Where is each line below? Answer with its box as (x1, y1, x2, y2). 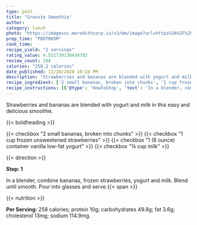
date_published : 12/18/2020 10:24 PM (6, 69, 98, 75)
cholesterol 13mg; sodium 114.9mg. (6, 212, 91, 219)
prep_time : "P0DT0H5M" (6, 36, 62, 42)
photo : (6, 31, 22, 36)
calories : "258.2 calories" (6, 63, 75, 69)
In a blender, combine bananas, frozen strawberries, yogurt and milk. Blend (6, 177, 188, 184)
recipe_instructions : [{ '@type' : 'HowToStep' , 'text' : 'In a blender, (6, 85, 182, 91)
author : (6, 19, 25, 25)
